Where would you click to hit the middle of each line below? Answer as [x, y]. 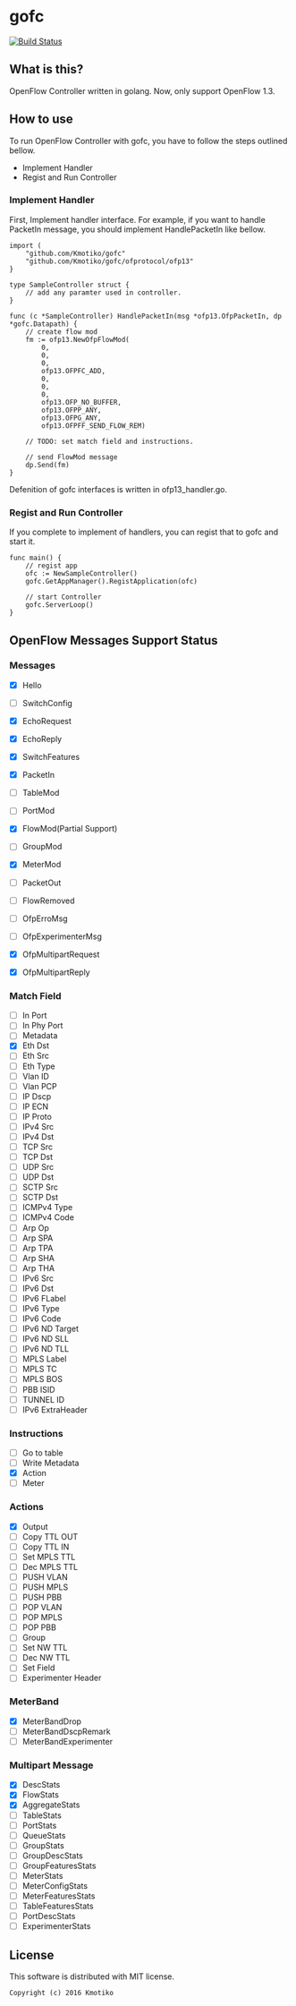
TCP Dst [38, 1157]
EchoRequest [47, 721]
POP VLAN [42, 1608]
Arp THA [38, 1268]
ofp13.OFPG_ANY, [72, 418]
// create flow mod [62, 332]
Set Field [38, 1668]
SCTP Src [40, 1187]
